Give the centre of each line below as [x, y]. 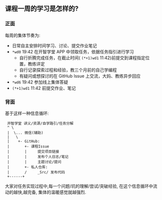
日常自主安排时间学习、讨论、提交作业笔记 [54, 46]
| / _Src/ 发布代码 [36, 172]
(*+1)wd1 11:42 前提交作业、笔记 [44, 88]
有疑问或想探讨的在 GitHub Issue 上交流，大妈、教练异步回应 [80, 76]
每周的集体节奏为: [23, 35]
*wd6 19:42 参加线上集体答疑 [40, 82]
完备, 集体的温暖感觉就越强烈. [57, 192]
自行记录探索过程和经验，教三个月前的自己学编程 [68, 70]
